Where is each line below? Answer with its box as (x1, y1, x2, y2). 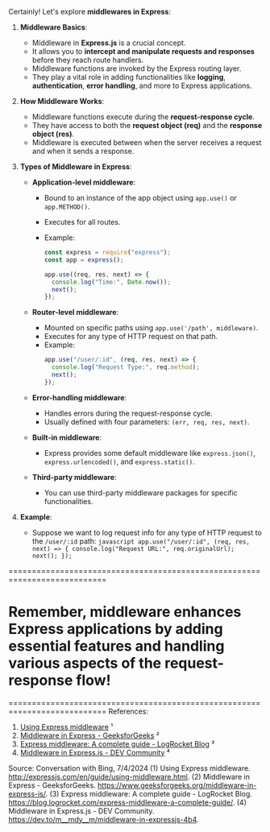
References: (108, 706, 149, 716)
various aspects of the (8, 654, 162, 672)
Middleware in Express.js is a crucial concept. (31, 38, 186, 48)
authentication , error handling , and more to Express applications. (31, 81, 252, 90)
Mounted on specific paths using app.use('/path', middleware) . (44, 323, 259, 333)
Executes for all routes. (44, 217, 121, 226)
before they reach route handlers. (31, 56, 144, 64)
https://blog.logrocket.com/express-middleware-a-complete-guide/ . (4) (8, 797, 247, 807)
